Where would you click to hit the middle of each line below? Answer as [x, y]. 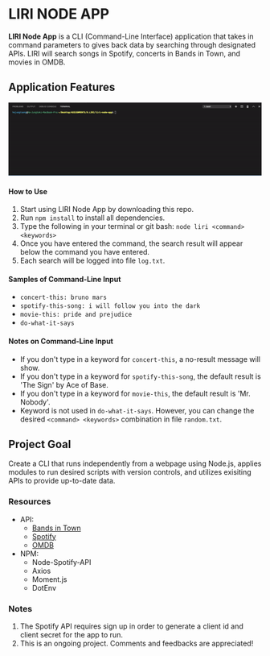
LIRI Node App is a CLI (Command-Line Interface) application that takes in [131, 36]
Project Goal [40, 444]
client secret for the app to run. [71, 635]
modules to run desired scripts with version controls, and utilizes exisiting [130, 472]
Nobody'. [35, 402]
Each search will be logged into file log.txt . [92, 261]
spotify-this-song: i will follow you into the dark [110, 306]
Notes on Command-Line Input [61, 341]
